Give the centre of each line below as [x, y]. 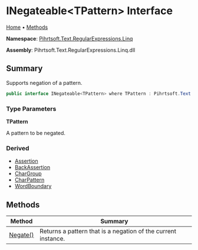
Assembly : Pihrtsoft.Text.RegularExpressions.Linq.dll [71, 50]
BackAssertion [32, 167]
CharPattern [29, 180]
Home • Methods [27, 27]
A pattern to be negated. [36, 133]
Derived [18, 148]
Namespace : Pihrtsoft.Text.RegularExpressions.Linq [70, 38]
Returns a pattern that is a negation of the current [108, 231]
